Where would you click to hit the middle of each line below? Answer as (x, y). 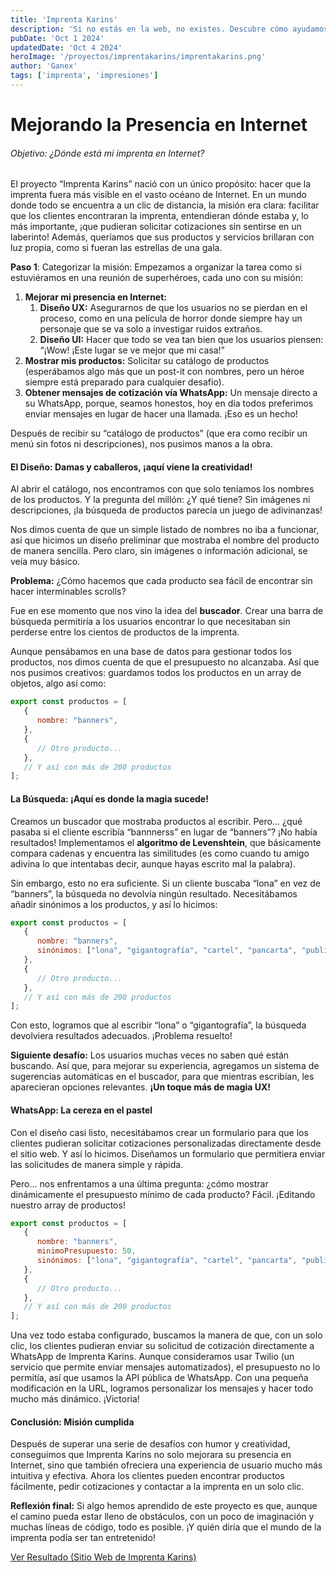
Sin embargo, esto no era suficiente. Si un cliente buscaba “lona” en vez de (165, 883)
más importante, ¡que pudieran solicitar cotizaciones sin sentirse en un (156, 227)
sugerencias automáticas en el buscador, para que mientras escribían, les (162, 1077)
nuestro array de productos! (68, 1205)
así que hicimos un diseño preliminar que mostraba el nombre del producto (165, 540)
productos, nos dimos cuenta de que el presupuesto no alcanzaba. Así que (165, 662)
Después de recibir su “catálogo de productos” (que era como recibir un (159, 433)
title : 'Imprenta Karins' (64, 19)
